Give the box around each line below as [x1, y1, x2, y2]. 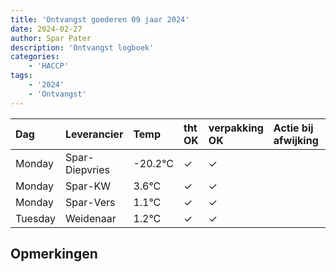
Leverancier [64, 127, 124, 141]
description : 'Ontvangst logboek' [10, 42, 155, 53]
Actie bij [273, 121, 314, 135]
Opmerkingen [10, 246, 98, 263]
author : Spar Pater [10, 33, 92, 43]
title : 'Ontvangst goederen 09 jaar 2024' [10, 14, 190, 25]
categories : [10, 52, 60, 62]
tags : [10, 71, 33, 81]
